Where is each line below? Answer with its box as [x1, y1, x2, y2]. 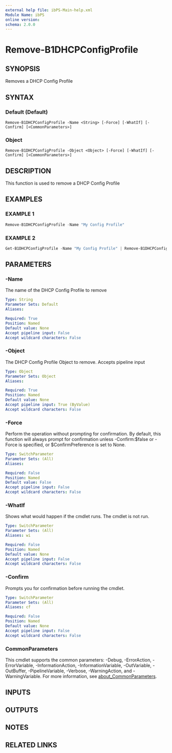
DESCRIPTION [5, 167, 51, 175]
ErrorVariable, [5, 662, 35, 668]
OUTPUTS [5, 705, 38, 714]
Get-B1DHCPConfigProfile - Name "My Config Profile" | [5, 246, 123, 251]
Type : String [5, 297, 33, 302]
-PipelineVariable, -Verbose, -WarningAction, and [28, 668, 132, 674]
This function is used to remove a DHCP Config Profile [5, 180, 120, 187]
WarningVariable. [5, 673, 42, 679]
